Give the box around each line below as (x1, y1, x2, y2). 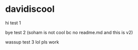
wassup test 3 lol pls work (5, 39, 59, 45)
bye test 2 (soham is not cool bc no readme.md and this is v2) (5, 29, 133, 35)
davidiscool (5, 3, 55, 15)
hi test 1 (5, 20, 21, 26)
